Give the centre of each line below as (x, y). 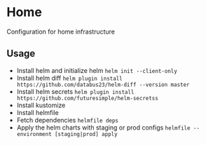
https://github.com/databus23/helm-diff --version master (103, 85)
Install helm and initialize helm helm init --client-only (97, 70)
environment (34, 134)
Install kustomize (41, 105)
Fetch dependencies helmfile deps (68, 120)
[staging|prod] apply (86, 134)
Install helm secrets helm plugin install (75, 91)
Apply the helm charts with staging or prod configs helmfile (103, 127)
